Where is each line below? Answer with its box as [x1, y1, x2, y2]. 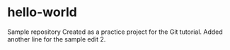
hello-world [7, 4, 78, 20]
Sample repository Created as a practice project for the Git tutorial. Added [7, 27, 223, 36]
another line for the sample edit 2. [7, 35, 106, 43]
